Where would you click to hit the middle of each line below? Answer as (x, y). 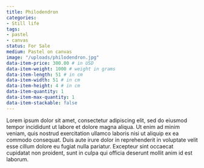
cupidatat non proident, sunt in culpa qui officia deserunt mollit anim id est (100, 153)
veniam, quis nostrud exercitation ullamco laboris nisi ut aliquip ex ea (93, 133)
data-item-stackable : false (42, 103)
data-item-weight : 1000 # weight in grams (61, 69)
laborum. (18, 159)
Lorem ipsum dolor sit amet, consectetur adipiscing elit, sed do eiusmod (97, 120)
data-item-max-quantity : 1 (40, 97)
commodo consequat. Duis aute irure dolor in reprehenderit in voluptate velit (102, 140)
